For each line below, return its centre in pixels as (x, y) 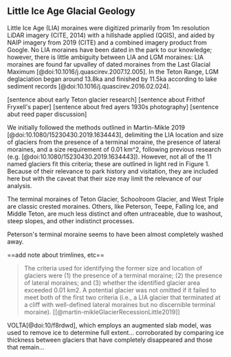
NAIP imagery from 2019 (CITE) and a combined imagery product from (107, 42)
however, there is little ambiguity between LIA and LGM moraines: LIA (106, 57)
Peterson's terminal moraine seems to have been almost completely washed (115, 234)
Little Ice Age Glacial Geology (71, 11)
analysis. (20, 185)
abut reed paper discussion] (47, 114)
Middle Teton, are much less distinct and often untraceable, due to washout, (115, 214)
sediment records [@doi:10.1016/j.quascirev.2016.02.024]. (89, 86)
